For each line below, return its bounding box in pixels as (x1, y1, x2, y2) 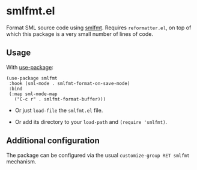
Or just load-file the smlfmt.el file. (14, 107, 103, 114)
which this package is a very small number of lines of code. (6, 30, 154, 37)
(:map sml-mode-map (8, 91, 58, 97)
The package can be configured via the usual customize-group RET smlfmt (6, 151, 190, 159)
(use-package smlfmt (6, 75, 58, 81)
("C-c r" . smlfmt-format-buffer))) (14, 96, 106, 102)
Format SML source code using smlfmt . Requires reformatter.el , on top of (6, 24, 192, 31)
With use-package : (6, 63, 54, 71)
